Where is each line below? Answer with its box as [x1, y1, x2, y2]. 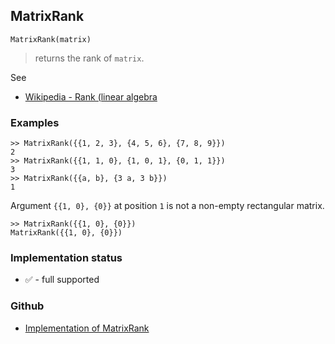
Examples [10, 115, 60, 129]
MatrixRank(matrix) [10, 34, 92, 44]
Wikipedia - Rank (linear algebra [24, 90, 158, 103]
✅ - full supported [24, 274, 100, 286]
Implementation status [10, 251, 123, 265]
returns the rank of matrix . [34, 52, 145, 64]
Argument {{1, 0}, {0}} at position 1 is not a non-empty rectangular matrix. [10, 200, 325, 212]
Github [10, 299, 45, 313]
